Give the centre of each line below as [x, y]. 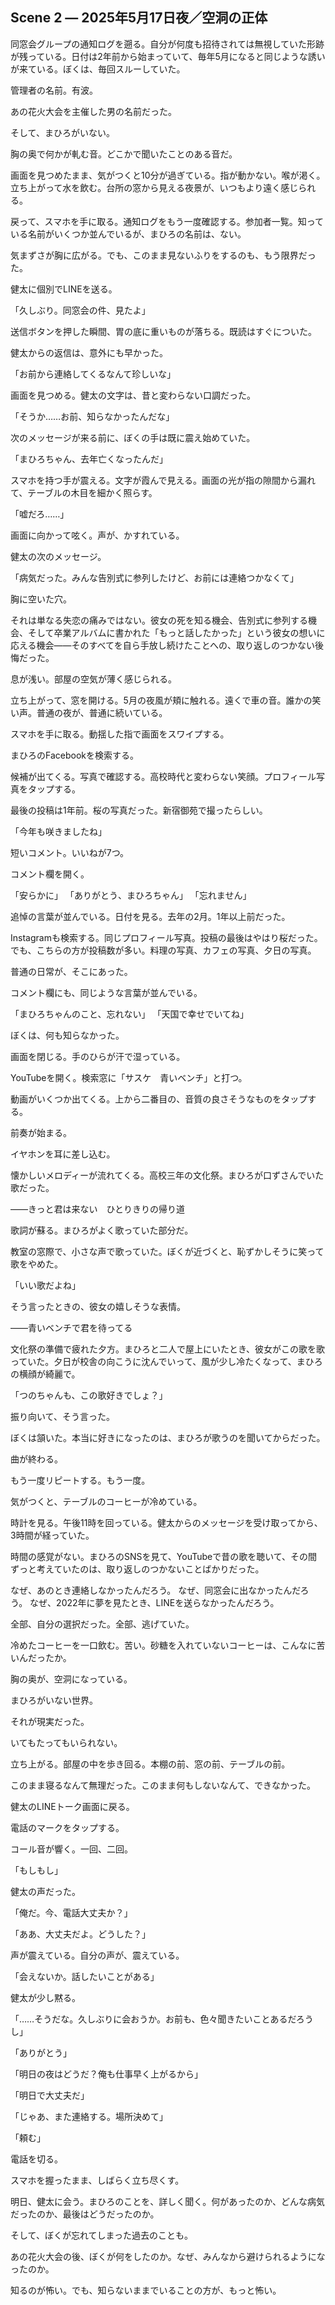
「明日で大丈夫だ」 [50, 2095]
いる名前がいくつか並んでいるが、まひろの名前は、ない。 [128, 234]
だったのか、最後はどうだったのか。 [85, 2214]
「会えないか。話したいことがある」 [85, 1976]
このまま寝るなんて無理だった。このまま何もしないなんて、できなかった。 [163, 1785]
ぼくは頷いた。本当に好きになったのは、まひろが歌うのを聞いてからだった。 [168, 1437]
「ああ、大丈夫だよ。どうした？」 [80, 1934]
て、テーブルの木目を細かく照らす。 [84, 492]
